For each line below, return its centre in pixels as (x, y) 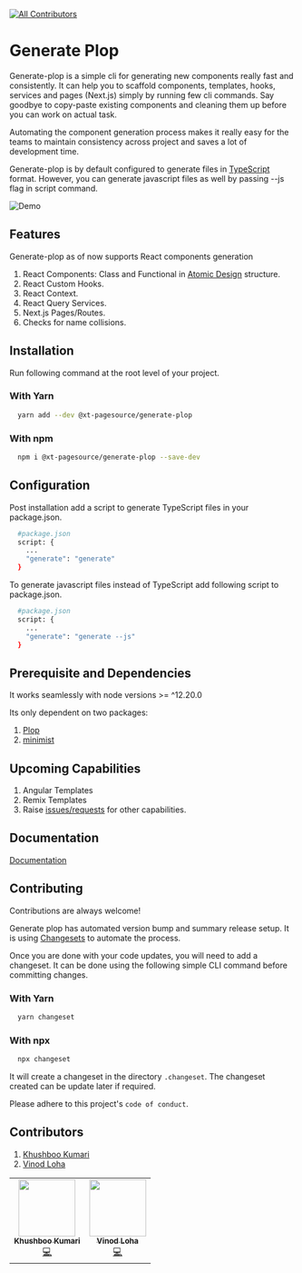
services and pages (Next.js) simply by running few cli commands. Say (142, 94)
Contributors (47, 1133)
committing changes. (49, 975)
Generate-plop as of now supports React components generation (132, 256)
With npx (30, 1040)
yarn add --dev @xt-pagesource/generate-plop (105, 415)
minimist (38, 740)
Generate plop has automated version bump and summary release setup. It (150, 928)
